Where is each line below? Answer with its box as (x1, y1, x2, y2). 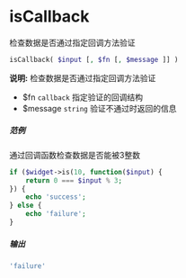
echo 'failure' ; (25, 210, 87, 219)
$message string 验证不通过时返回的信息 (22, 103, 177, 113)
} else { (9, 201, 42, 211)
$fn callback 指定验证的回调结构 (22, 92, 144, 103)
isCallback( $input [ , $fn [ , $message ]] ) (9, 55, 179, 64)
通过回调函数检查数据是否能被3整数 (9, 149, 141, 160)
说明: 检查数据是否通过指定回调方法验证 (9, 72, 156, 83)
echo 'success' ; (25, 193, 87, 202)
